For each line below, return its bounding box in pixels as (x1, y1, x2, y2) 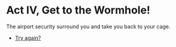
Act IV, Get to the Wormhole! (6, 4, 151, 17)
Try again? (14, 34, 41, 41)
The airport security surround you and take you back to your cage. (6, 23, 171, 30)
